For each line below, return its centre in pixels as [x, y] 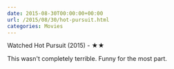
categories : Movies [35, 26]
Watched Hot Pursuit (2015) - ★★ [56, 46]
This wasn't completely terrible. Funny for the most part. [87, 59]
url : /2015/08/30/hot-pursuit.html [58, 20]
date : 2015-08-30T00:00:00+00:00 [55, 13]
